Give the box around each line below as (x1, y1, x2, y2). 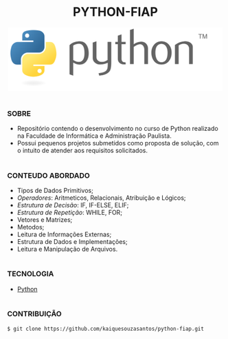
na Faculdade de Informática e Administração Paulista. (16, 132, 172, 140)
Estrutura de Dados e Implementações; (16, 238, 128, 245)
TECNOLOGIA (7, 269, 54, 279)
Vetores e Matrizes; (16, 216, 73, 224)
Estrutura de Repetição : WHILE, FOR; (16, 208, 122, 216)
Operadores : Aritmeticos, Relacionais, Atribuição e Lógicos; (16, 194, 187, 202)
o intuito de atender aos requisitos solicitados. (16, 146, 148, 155)
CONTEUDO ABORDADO (7, 170, 91, 180)
